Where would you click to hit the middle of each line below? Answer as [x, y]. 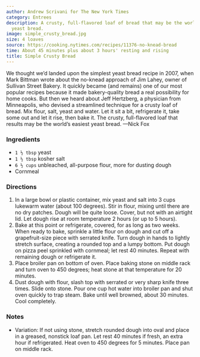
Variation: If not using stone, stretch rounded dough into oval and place [102, 330]
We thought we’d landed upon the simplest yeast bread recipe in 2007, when [100, 73]
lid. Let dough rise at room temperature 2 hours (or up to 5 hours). [96, 219]
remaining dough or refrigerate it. [56, 257]
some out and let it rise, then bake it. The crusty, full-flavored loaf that [92, 118]
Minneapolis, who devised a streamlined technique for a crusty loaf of [92, 104]
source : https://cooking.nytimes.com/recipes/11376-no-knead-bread [92, 45]
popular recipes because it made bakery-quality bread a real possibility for [98, 92]
